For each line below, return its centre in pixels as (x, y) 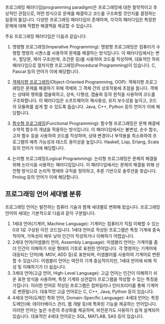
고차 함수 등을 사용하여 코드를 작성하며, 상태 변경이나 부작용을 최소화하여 (82, 136)
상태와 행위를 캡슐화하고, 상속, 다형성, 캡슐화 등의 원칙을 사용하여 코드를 (86, 94)
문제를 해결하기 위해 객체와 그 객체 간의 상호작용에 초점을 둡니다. (87, 88)
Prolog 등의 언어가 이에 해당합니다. (46, 177)
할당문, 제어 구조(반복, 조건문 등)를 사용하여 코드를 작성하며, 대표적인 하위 (89, 59)
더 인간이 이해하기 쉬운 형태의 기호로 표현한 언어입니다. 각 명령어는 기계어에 (84, 248)
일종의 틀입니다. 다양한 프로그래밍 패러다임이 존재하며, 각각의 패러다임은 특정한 (81, 20)
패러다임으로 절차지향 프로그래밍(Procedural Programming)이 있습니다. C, (84, 65)
